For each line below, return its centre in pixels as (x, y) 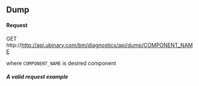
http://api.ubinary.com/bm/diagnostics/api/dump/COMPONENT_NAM (107, 45)
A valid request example (37, 77)
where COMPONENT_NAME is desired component (61, 63)
